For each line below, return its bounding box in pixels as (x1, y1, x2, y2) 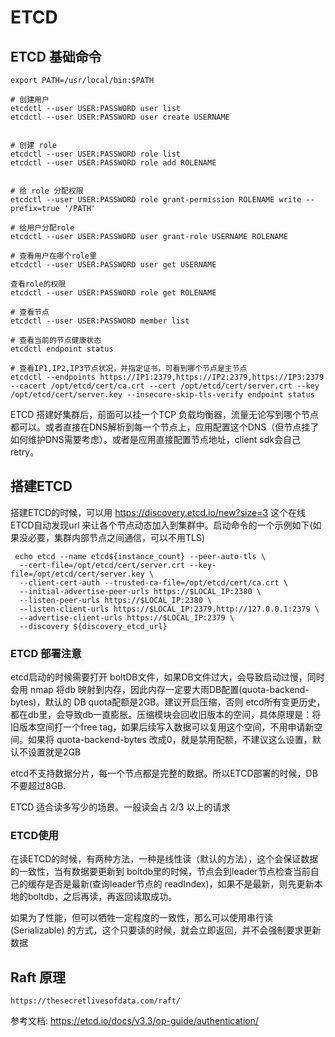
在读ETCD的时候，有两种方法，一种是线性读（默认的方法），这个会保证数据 (10, 853, 319, 865)
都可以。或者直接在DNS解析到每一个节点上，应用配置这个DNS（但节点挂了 (10, 421, 320, 433)
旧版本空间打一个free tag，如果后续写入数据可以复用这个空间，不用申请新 (10, 721, 315, 733)
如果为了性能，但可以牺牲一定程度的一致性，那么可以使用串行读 (10, 912, 273, 924)
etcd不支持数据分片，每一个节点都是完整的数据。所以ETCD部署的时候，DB (10, 767, 318, 780)
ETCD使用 (10, 829, 59, 843)
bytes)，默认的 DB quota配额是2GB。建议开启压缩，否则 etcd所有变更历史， (10, 696, 326, 708)
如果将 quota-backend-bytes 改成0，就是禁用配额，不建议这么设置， (27, 734, 313, 746)
